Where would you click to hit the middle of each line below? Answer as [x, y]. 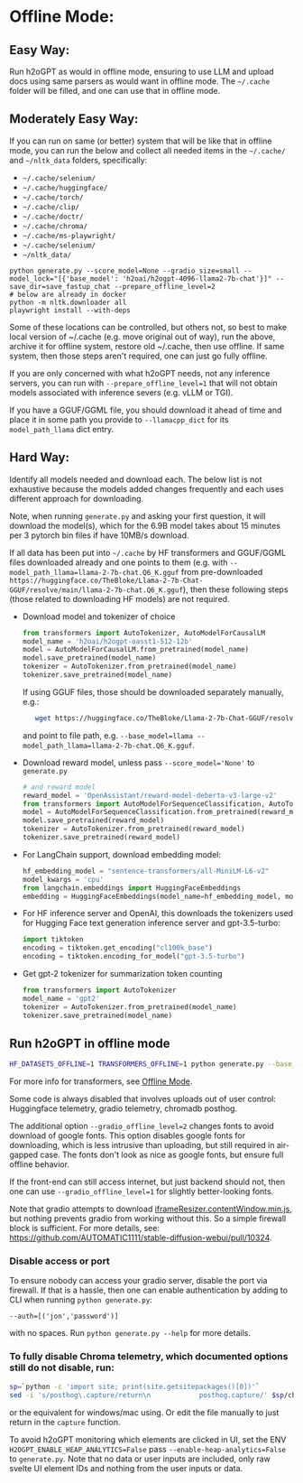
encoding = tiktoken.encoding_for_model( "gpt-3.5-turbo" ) [133, 957]
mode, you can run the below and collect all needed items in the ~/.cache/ [147, 150]
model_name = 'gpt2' [61, 998]
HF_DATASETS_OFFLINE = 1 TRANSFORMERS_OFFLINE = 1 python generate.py [137, 1064]
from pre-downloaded [222, 571]
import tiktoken [53, 940]
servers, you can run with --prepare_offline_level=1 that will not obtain [143, 383]
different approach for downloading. [77, 498]
